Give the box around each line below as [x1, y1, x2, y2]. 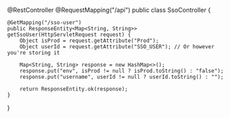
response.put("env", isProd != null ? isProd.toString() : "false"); [19, 68, 224, 75]
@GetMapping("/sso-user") [7, 19, 82, 26]
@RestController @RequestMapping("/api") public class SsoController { [7, 6, 211, 14]
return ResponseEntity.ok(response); [19, 86, 128, 92]
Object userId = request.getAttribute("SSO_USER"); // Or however [19, 43, 215, 50]
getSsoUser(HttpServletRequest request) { [7, 31, 131, 38]
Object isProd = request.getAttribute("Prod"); [19, 37, 159, 44]
